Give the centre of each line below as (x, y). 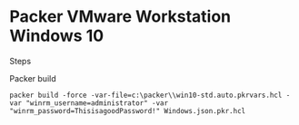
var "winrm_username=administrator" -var (89, 103)
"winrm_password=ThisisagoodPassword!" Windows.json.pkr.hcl (128, 111)
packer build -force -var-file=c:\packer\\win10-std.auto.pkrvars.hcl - (150, 95)
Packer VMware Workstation (120, 17)
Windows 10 (57, 36)
